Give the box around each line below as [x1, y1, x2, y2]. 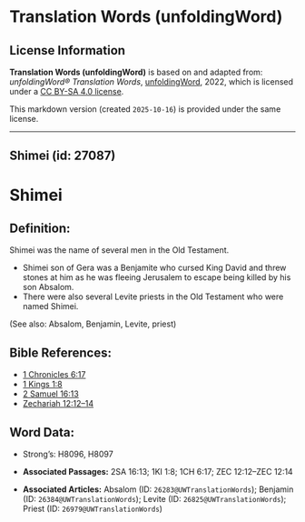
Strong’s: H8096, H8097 [22, 448, 113, 460]
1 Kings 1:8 [22, 379, 64, 390]
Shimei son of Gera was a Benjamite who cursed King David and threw [22, 262, 287, 274]
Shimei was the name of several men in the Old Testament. [9, 245, 230, 256]
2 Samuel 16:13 [22, 388, 79, 399]
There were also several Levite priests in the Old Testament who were [22, 291, 284, 302]
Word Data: [9, 425, 75, 440]
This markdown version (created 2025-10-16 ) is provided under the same [9, 104, 281, 115]
